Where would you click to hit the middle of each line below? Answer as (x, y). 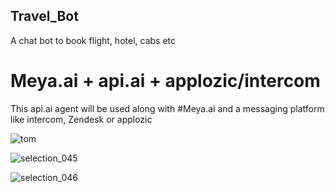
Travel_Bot (44, 16)
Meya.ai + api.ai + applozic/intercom (165, 81)
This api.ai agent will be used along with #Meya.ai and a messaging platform (167, 108)
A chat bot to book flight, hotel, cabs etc (93, 40)
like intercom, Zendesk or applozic (81, 119)
